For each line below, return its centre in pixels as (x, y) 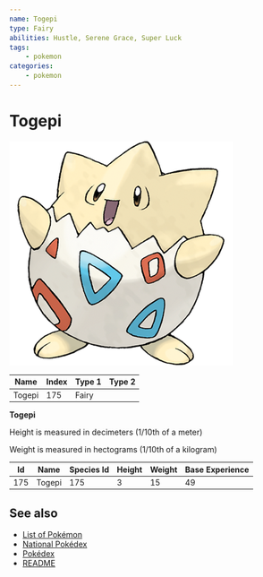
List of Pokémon (52, 535)
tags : (19, 47)
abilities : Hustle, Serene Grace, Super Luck (95, 38)
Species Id (89, 469)
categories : (31, 66)
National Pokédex (55, 544)
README (39, 564)
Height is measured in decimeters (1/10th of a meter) (106, 432)
